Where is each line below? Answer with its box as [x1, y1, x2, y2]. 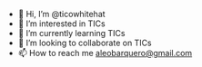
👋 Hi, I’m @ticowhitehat [17, 9, 106, 19]
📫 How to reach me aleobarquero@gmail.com [17, 48, 193, 58]
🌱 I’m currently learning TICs [17, 28, 126, 38]
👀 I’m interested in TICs [17, 18, 106, 29]
